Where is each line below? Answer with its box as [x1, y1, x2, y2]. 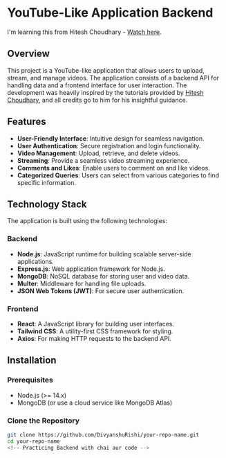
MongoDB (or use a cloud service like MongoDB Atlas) [17, 398, 173, 407]
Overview [7, 48, 50, 60]
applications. [17, 257, 54, 265]
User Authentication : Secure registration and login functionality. [17, 141, 202, 150]
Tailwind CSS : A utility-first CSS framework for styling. [17, 327, 173, 335]
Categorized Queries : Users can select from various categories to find [17, 171, 220, 179]
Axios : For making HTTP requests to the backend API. [17, 334, 171, 342]
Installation [7, 355, 57, 367]
